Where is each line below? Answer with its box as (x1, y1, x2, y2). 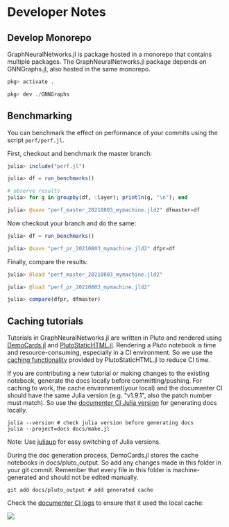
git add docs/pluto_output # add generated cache (7, 487, 154, 494)
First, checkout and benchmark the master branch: (7, 149, 153, 157)
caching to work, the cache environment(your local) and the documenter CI (7, 384, 223, 392)
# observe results (7, 188, 60, 195)
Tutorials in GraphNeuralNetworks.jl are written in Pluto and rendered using (7, 334, 222, 342)
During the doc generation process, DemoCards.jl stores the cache (7, 451, 199, 460)
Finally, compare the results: (7, 257, 88, 266)
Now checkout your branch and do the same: (7, 219, 137, 227)
